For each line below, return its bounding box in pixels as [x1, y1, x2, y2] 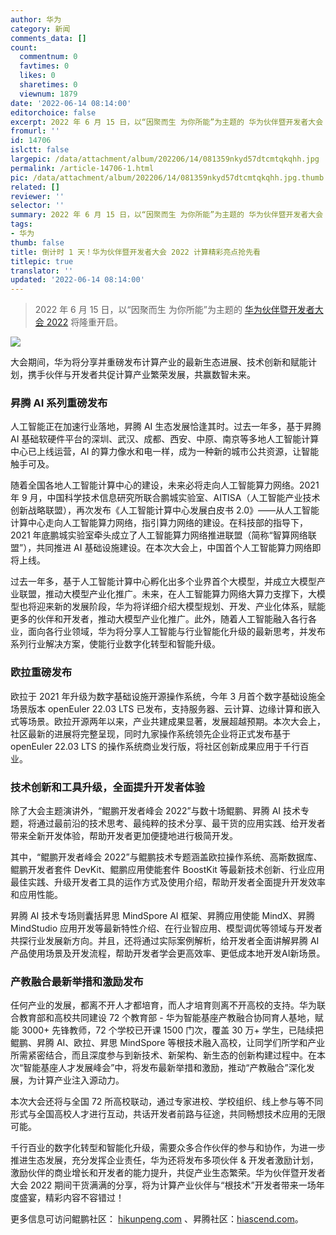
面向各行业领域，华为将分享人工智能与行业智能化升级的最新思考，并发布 [27, 626, 326, 638]
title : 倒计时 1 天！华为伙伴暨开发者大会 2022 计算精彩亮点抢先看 [10, 247, 261, 257]
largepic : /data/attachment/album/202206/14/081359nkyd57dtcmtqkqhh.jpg [10, 154, 320, 164]
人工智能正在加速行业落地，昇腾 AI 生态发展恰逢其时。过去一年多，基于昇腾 [10, 421, 322, 433]
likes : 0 [19, 71, 56, 81]
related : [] [10, 182, 60, 192]
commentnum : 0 [19, 52, 78, 62]
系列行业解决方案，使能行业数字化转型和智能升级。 [10, 638, 221, 650]
